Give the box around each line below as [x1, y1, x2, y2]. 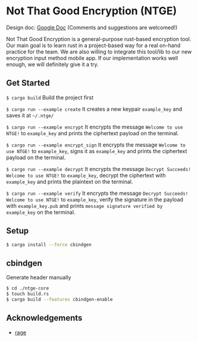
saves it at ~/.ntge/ [6, 111, 54, 119]
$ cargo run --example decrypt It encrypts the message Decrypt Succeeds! [6, 165, 191, 172]
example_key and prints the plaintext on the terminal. [6, 178, 133, 185]
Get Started [6, 78, 50, 88]
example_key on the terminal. [6, 209, 76, 216]
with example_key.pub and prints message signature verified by [6, 202, 163, 209]
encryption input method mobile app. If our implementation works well [6, 54, 178, 61]
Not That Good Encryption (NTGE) [6, 4, 177, 18]
